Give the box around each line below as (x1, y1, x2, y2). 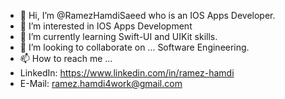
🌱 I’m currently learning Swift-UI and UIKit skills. (19, 31, 218, 42)
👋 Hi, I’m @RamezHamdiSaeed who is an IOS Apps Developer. (19, 10, 276, 21)
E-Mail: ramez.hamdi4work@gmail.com (19, 78, 183, 89)
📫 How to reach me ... (19, 53, 113, 64)
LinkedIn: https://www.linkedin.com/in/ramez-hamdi (19, 67, 235, 79)
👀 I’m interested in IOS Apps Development (19, 20, 193, 32)
